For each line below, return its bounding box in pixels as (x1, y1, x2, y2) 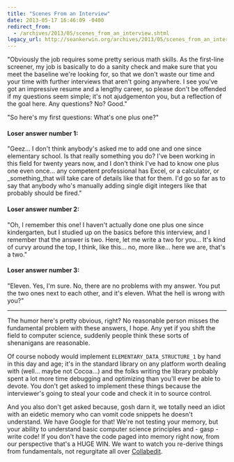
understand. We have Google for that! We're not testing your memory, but (7, 417, 219, 426)
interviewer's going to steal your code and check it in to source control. (7, 389, 212, 397)
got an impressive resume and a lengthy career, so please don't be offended (7, 85, 226, 93)
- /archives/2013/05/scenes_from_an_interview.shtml (13, 29, 170, 37)
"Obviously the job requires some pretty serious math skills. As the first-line (7, 55, 224, 63)
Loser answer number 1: (7, 129, 79, 137)
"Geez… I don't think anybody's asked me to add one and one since (7, 144, 202, 153)
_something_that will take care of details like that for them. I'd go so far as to (7, 174, 226, 183)
